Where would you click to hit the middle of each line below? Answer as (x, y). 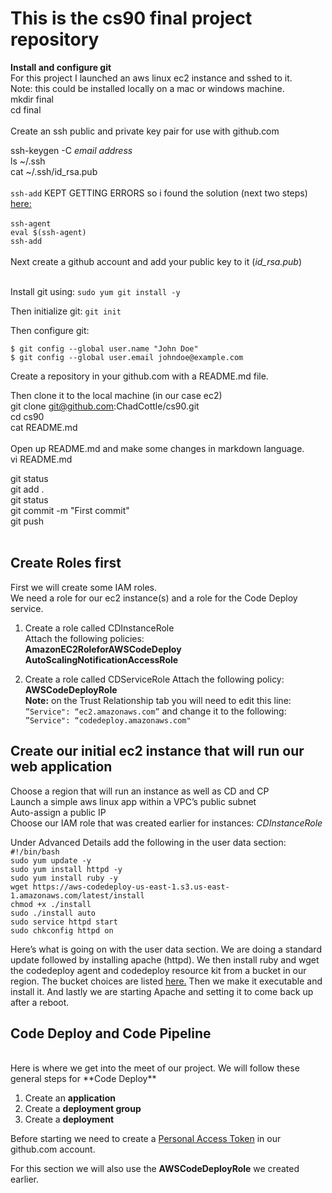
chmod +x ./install (51, 904)
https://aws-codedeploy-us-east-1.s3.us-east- (131, 887)
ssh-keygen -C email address (71, 150)
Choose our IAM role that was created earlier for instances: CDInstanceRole (166, 823)
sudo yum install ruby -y (64, 878)
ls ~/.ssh (28, 161)
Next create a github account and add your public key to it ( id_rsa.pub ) (156, 261)
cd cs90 (27, 416)
